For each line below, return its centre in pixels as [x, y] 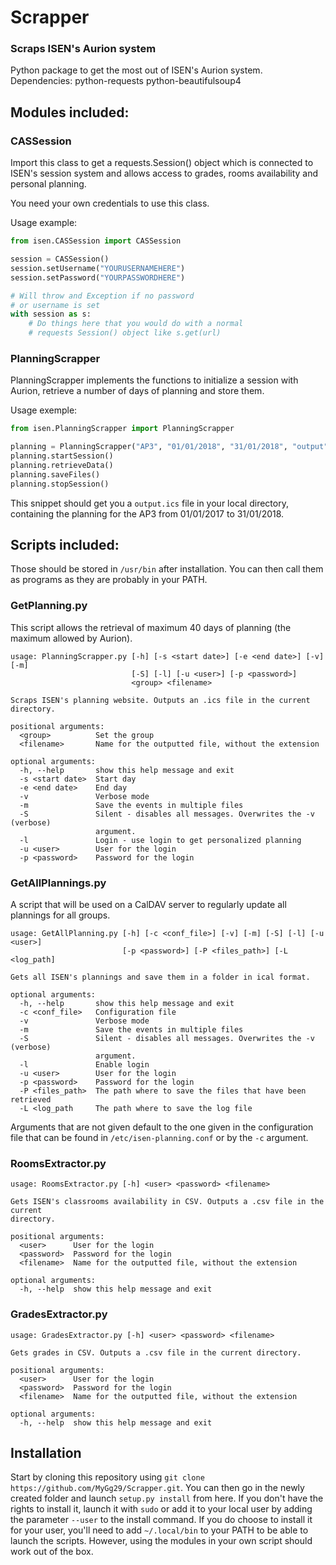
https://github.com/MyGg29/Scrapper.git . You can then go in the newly [157, 1488]
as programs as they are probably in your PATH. [109, 580]
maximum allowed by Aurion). [71, 638]
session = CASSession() [60, 259]
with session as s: [51, 314]
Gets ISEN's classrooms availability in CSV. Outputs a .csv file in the [167, 1202]
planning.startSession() [62, 456]
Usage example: [44, 223]
